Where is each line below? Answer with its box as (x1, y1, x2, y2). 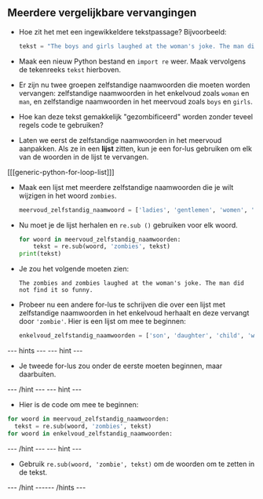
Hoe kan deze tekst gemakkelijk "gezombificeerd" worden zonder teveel (18, 111, 254, 121)
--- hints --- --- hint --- (7, 346, 83, 355)
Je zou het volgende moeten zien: (18, 264, 130, 274)
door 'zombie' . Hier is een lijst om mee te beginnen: (18, 317, 186, 326)
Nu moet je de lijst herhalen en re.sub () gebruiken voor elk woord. (18, 220, 239, 230)
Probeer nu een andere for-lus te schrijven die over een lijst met (18, 300, 225, 309)
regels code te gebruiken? (18, 120, 104, 129)
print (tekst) (18, 250, 62, 258)
